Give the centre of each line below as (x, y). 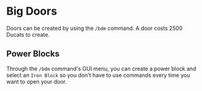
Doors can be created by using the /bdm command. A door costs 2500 (95, 28)
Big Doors (32, 11)
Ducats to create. (28, 34)
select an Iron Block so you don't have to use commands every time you (98, 75)
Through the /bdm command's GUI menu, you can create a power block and (101, 68)
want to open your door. (37, 81)
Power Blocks (33, 54)
